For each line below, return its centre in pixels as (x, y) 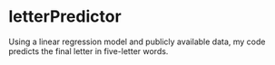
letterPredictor (65, 17)
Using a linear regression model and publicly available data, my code (137, 42)
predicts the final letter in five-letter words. (88, 51)
